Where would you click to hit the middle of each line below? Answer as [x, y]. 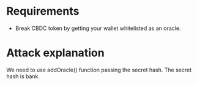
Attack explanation [56, 53]
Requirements [43, 11]
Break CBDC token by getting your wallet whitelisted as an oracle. [98, 28]
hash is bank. [23, 76]
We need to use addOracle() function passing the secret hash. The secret [99, 70]
